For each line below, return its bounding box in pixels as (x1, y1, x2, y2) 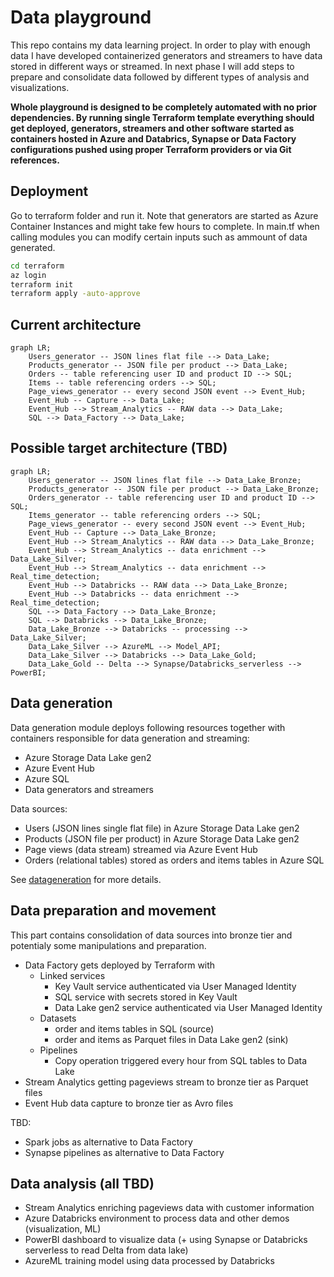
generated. (10, 241, 56, 253)
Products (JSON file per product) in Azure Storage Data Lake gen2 (24, 832, 300, 845)
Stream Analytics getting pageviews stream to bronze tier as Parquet (24, 1076, 309, 1088)
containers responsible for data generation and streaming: (10, 732, 250, 744)
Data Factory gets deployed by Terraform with (24, 959, 216, 971)
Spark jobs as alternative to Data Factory (24, 1136, 193, 1148)
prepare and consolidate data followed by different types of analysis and (10, 71, 310, 83)
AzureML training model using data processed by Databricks (24, 1255, 275, 1267)
